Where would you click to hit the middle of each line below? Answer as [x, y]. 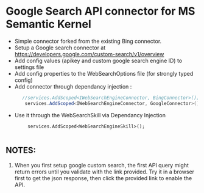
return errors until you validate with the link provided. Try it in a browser [104, 172]
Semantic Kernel [49, 24]
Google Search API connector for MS [100, 11]
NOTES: [21, 151]
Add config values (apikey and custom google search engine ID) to [98, 60]
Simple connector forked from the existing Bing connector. [88, 41]
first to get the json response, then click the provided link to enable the [103, 178]
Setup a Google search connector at [60, 48]
